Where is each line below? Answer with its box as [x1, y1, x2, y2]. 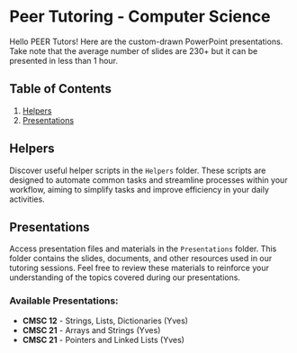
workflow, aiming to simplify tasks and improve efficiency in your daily [9, 184, 270, 195]
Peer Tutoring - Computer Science [9, 6, 271, 27]
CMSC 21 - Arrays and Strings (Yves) [22, 324, 161, 335]
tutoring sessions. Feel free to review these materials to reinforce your [9, 263, 270, 274]
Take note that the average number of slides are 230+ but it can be [9, 45, 258, 56]
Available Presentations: [9, 294, 119, 307]
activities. [9, 194, 45, 204]
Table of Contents [9, 81, 112, 96]
